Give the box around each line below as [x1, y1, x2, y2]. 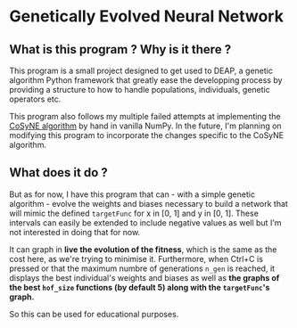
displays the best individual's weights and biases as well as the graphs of [9, 272, 280, 283]
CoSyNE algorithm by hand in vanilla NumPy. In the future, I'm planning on [9, 120, 283, 131]
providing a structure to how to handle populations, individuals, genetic [9, 85, 270, 94]
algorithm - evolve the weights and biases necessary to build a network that [9, 198, 288, 209]
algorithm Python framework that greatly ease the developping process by [9, 75, 283, 86]
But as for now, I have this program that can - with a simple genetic [9, 189, 256, 200]
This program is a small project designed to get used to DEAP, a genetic [9, 65, 274, 76]
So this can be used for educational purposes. [9, 308, 179, 319]
